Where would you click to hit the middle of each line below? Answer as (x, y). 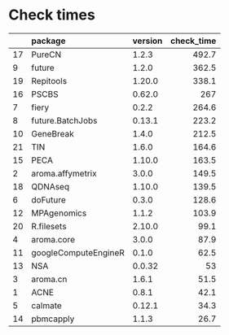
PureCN (46, 54)
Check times (52, 15)
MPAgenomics (59, 213)
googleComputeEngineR (78, 252)
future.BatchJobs (64, 120)
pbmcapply (53, 319)
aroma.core (53, 239)
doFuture (49, 199)
